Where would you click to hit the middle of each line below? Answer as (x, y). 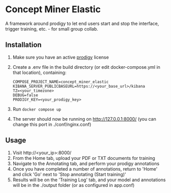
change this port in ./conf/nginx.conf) (52, 124)
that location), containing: (39, 72)
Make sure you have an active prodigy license (61, 57)
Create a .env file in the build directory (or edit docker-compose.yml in (86, 67)
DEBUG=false (25, 95)
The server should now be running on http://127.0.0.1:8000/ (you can (84, 119)
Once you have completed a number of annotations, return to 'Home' (85, 169)
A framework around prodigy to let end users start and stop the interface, (82, 23)
